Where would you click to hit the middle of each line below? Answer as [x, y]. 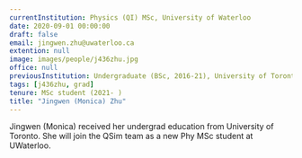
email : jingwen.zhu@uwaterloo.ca [72, 43]
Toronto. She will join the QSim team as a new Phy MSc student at [131, 136]
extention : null [40, 51]
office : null [34, 68]
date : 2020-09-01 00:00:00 [60, 26]
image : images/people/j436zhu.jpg [74, 59]
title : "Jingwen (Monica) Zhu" [68, 101]
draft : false [34, 34]
